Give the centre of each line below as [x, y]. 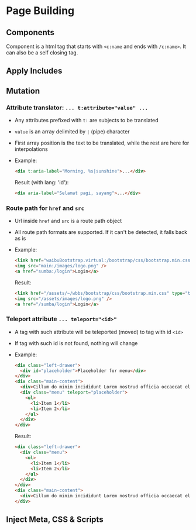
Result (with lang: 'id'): [42, 182]
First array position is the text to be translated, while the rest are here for [102, 143]
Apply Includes [34, 71]
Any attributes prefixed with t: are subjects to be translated [86, 121]
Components [30, 32]
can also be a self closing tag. [42, 53]
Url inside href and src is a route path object [68, 221]
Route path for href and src [45, 208]
